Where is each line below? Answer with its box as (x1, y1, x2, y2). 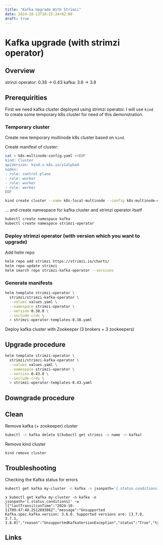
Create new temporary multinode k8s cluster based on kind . (5, 134, 125, 141)
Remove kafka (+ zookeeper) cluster (5, 423, 78, 429)
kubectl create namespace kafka (5, 216, 70, 221)
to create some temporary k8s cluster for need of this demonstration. (5, 112, 144, 117)
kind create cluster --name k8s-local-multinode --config (5, 198, 125, 203)
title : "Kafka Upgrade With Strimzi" (5, 7, 81, 12)
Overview (5, 66, 35, 75)
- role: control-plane (5, 171, 51, 176)
